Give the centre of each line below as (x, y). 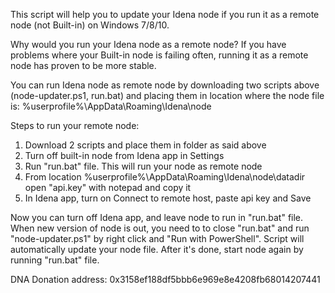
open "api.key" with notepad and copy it (108, 187)
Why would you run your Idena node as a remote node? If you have (148, 44)
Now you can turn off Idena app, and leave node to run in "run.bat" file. (157, 217)
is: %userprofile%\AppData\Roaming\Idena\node (111, 106)
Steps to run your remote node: (75, 125)
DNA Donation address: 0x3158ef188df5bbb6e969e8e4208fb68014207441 (165, 279)
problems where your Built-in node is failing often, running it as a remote (159, 55)
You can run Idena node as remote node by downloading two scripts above (165, 85)
